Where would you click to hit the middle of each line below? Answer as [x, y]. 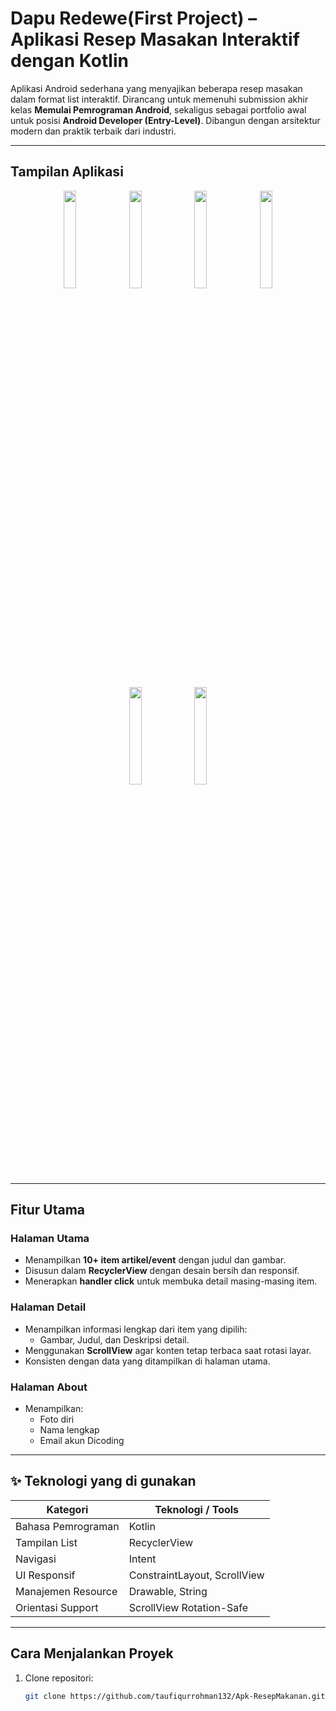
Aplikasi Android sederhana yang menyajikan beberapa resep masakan [156, 88]
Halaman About [49, 1387]
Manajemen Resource [66, 1591]
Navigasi [36, 1559]
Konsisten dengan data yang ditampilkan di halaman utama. [147, 1361]
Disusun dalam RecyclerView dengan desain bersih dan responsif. [162, 1271]
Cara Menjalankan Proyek [92, 1653]
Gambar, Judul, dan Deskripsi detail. [114, 1339]
